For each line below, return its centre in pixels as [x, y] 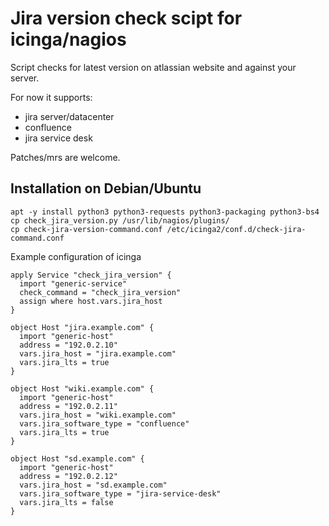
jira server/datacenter [69, 116]
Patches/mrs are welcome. [65, 157]
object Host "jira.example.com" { [82, 327]
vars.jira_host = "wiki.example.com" [98, 415]
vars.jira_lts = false [66, 502]
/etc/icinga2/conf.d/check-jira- [236, 229]
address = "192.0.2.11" [68, 406]
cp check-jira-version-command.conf [86, 229]
